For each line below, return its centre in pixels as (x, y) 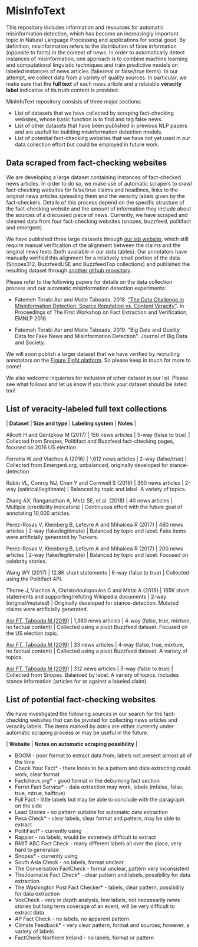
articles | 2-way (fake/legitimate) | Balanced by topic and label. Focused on (97, 554)
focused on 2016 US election (41, 447)
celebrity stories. (27, 561)
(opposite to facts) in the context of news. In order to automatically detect (95, 52)
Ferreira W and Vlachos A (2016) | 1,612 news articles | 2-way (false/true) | (97, 459)
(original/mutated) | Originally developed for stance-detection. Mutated (92, 603)
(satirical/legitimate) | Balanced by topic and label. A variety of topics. (102, 489)
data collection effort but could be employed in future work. (87, 144)
